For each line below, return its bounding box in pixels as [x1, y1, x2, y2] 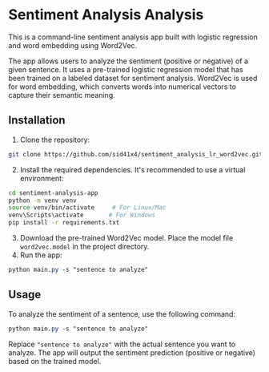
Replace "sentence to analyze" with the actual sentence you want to [8, 339, 236, 349]
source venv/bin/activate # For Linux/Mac [8, 204, 167, 212]
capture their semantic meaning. [8, 90, 116, 99]
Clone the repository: [19, 135, 90, 144]
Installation [8, 114, 66, 127]
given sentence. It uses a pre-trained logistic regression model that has [8, 64, 243, 74]
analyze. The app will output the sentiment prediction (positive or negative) [8, 347, 256, 358]
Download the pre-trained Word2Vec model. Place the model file [19, 233, 234, 242]
